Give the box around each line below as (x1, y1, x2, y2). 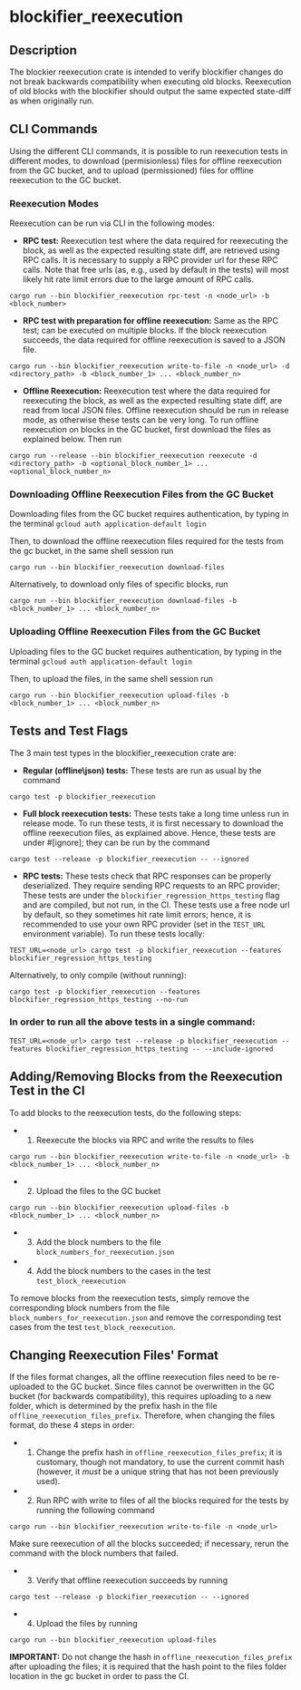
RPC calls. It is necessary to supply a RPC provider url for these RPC (22, 255, 278, 266)
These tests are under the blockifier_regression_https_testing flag (22, 889, 280, 900)
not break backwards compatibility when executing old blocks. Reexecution (9, 76, 292, 87)
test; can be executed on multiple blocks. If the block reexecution (22, 325, 267, 336)
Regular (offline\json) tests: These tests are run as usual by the (22, 764, 262, 776)
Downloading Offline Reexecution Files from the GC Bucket (9, 488, 274, 500)
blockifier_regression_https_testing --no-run (9, 995, 189, 1004)
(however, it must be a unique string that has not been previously (35, 1466, 279, 1477)
